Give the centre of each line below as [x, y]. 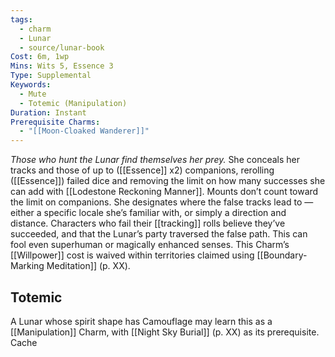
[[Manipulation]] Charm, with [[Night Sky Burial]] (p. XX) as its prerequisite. [165, 332]
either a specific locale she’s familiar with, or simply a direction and [148, 213]
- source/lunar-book [62, 47]
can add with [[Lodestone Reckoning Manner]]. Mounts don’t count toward [164, 192]
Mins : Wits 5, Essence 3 [62, 66]
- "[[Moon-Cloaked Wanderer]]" [84, 131]
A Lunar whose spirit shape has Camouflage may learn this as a [141, 321]
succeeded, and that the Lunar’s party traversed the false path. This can [159, 234]
